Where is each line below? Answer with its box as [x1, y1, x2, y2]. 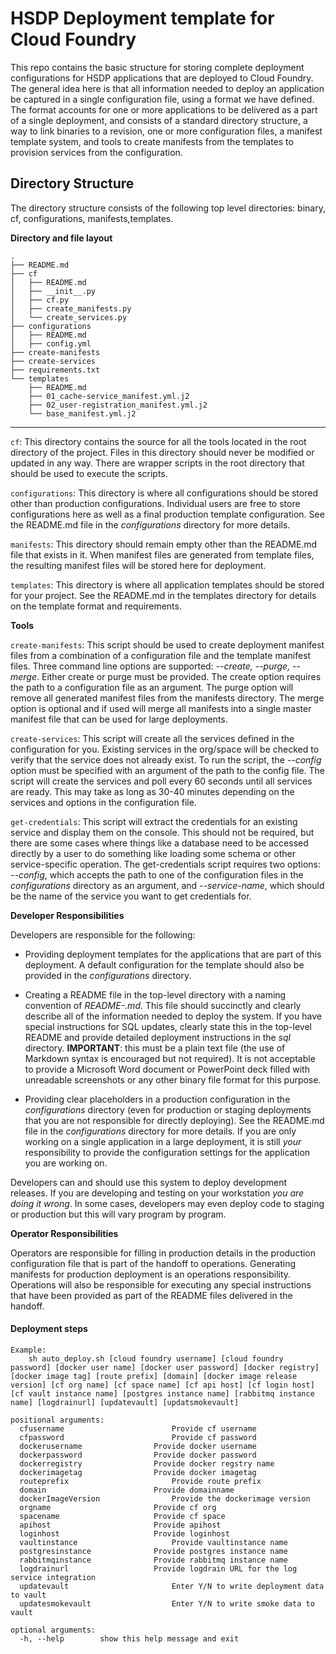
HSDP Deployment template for [10, 7, 275, 30]
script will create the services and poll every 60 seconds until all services [10, 775, 313, 787]
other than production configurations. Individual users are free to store [10, 497, 301, 509]
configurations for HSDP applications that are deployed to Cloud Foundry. [10, 72, 314, 84]
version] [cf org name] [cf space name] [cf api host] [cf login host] [10, 1380, 315, 1390]
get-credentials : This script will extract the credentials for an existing [10, 815, 298, 827]
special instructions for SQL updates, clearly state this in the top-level [24, 1020, 312, 1032]
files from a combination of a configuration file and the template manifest [10, 649, 312, 661]
